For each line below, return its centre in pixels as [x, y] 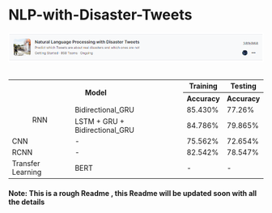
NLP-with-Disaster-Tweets [100, 15]
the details [27, 202]
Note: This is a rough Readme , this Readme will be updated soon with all [133, 193]
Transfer [26, 164]
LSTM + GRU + [100, 121]
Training [203, 86]
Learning [27, 173]
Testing [243, 86]
